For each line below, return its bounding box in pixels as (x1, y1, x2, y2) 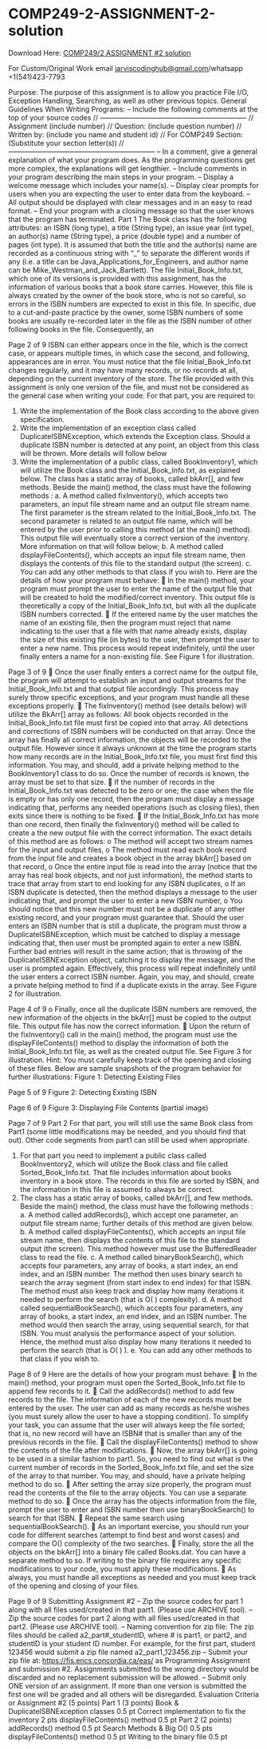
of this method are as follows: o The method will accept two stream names (8, 836, 253, 845)
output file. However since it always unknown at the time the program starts (8, 743, 257, 753)
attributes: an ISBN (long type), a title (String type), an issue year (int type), (8, 222, 254, 232)
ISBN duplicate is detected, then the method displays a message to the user (8, 887, 257, 896)
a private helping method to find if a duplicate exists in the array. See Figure (8, 980, 257, 990)
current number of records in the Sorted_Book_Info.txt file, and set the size (8, 1462, 254, 1472)
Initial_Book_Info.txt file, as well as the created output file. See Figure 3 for (8, 1046, 253, 1056)
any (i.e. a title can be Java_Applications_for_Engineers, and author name (8, 257, 249, 266)
